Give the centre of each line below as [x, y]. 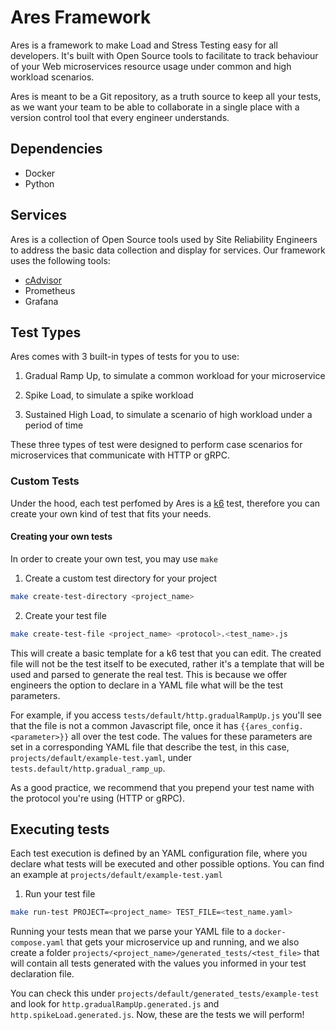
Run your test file [60, 894]
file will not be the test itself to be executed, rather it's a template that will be [167, 663]
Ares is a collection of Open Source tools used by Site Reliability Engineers [164, 239]
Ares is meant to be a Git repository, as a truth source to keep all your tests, [166, 96]
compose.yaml [37, 943]
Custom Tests [45, 481]
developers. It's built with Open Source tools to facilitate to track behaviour [164, 55]
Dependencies [56, 149]
